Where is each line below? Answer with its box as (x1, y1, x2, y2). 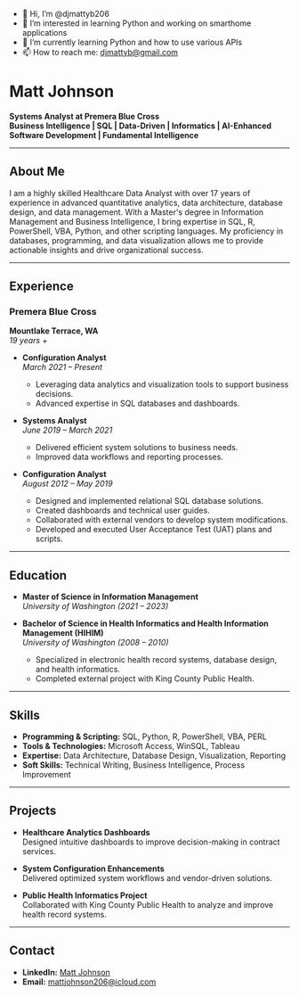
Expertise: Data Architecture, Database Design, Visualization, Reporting (21, 750, 287, 761)
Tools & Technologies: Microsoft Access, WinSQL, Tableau (21, 741, 240, 752)
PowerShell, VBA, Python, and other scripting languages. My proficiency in (9, 226, 284, 236)
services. (21, 845, 56, 856)
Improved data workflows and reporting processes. (35, 451, 224, 463)
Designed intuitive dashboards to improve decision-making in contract (21, 836, 280, 847)
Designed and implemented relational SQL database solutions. (35, 496, 264, 506)
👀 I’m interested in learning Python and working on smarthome (21, 18, 252, 29)
